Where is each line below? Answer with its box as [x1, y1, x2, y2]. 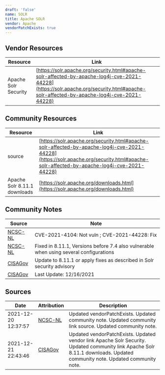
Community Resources [5, 114, 77, 123]
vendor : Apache [5, 21, 36, 26]
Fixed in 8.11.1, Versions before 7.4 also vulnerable [34, 242, 154, 249]
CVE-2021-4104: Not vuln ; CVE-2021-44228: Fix [34, 231, 157, 238]
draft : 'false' [5, 7, 36, 12]
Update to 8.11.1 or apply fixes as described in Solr [34, 257, 154, 263]
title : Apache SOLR [5, 16, 45, 21]
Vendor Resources [5, 44, 63, 52]
